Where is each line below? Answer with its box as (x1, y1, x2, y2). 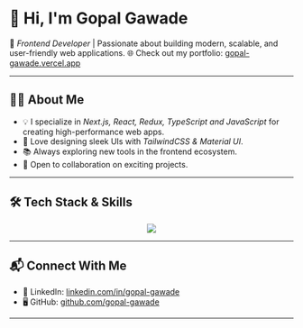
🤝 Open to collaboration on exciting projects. (22, 159, 188, 169)
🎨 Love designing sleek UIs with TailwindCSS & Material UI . (22, 135, 243, 147)
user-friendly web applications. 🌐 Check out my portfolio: (9, 47, 224, 58)
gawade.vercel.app (9, 58, 81, 68)
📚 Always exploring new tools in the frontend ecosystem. (22, 146, 237, 157)
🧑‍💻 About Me (9, 92, 85, 107)
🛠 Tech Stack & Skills (9, 195, 133, 210)
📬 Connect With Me (9, 258, 127, 273)
